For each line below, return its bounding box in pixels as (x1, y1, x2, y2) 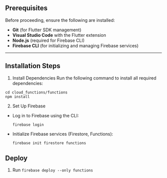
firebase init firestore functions (12, 140, 86, 146)
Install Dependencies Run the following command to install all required (12, 75, 157, 81)
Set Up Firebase (12, 103, 46, 109)
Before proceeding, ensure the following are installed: (5, 17, 115, 23)
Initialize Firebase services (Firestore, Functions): (12, 131, 113, 137)
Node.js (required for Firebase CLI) (12, 37, 85, 43)
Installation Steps (5, 62, 61, 70)
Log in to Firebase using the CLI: (12, 112, 79, 118)
